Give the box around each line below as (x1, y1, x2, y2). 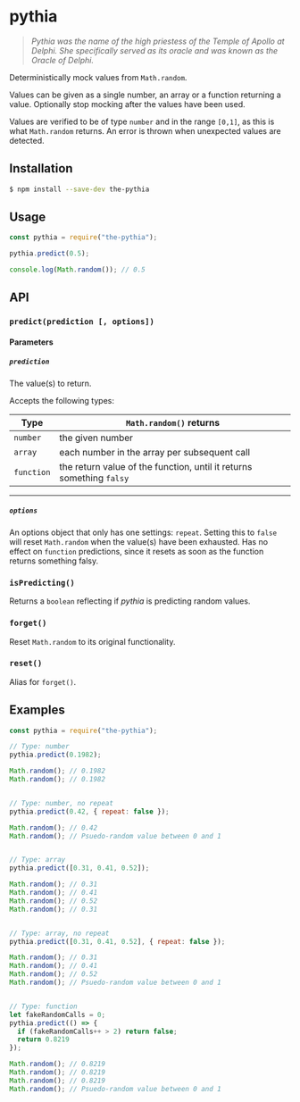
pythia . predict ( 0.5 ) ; (9, 249, 90, 258)
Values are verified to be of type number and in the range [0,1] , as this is (9, 116, 275, 127)
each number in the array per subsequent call (59, 446, 251, 458)
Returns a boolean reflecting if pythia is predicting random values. (9, 596, 251, 606)
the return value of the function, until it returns (59, 460, 253, 472)
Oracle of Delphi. (30, 54, 94, 65)
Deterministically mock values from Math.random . (9, 71, 187, 82)
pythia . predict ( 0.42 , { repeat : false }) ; (9, 806, 170, 816)
